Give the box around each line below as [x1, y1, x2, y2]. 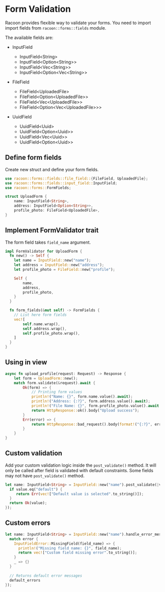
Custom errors [5, 519, 51, 527]
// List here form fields [14, 312, 67, 318]
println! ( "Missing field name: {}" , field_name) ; [18, 546, 122, 551]
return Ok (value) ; [9, 501, 48, 506]
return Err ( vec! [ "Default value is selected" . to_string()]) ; [16, 491, 144, 496]
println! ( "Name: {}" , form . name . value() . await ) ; [31, 394, 133, 399]
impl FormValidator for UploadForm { [5, 249, 82, 254]
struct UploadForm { [5, 194, 48, 199]
